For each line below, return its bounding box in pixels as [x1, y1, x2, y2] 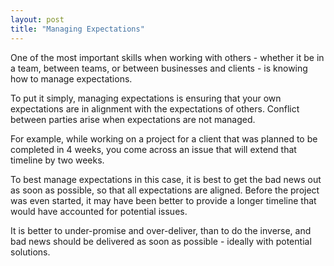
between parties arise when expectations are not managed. [10, 113, 256, 125]
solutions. [10, 246, 51, 258]
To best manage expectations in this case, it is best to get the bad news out [10, 173, 322, 185]
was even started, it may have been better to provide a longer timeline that [10, 194, 317, 206]
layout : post [10, 14, 65, 25]
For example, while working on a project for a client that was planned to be [10, 132, 318, 145]
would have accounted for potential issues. [10, 205, 188, 217]
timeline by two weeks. [10, 154, 105, 166]
